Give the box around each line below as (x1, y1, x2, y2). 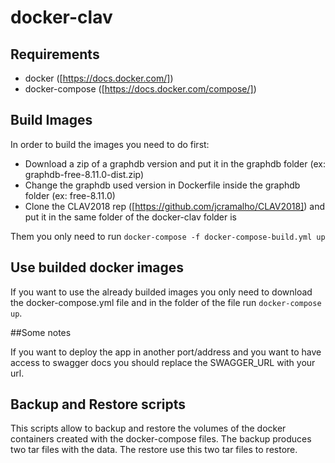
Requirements (10, 46, 100, 63)
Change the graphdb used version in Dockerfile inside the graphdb (24, 179, 301, 191)
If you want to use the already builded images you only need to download (10, 286, 313, 298)
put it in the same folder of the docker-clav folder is (24, 211, 237, 223)
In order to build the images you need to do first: (10, 138, 210, 150)
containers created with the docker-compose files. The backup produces (10, 433, 312, 445)
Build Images (10, 112, 93, 129)
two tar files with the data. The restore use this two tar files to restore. (10, 444, 298, 456)
